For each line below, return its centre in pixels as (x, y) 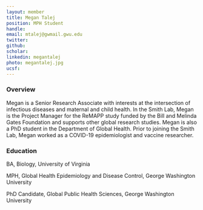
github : (16, 46)
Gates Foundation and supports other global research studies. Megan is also (101, 122)
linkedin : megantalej (34, 57)
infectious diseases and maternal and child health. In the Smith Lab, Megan (100, 109)
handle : (16, 29)
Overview (21, 90)
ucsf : (13, 68)
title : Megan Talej (31, 18)
